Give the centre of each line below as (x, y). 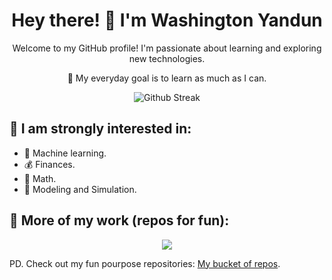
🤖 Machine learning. (65, 153)
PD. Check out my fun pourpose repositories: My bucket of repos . (145, 263)
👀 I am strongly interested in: (100, 129)
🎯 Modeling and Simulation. (80, 189)
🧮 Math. (40, 178)
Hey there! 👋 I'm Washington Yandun (167, 20)
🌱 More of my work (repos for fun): (119, 220)
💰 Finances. (49, 164)
